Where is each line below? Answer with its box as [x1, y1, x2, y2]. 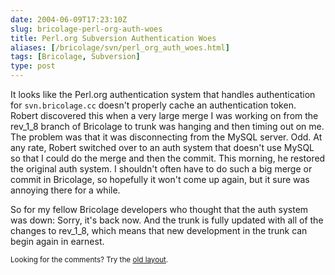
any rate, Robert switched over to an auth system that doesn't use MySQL [10, 142, 315, 153]
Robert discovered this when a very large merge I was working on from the [10, 110, 319, 121]
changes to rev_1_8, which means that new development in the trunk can [10, 225, 308, 236]
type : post [10, 61, 56, 71]
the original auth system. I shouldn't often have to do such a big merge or [10, 163, 313, 175]
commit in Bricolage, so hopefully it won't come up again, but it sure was [10, 174, 310, 185]
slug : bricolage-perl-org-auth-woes [10, 24, 163, 34]
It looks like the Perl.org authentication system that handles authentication [10, 89, 316, 100]
